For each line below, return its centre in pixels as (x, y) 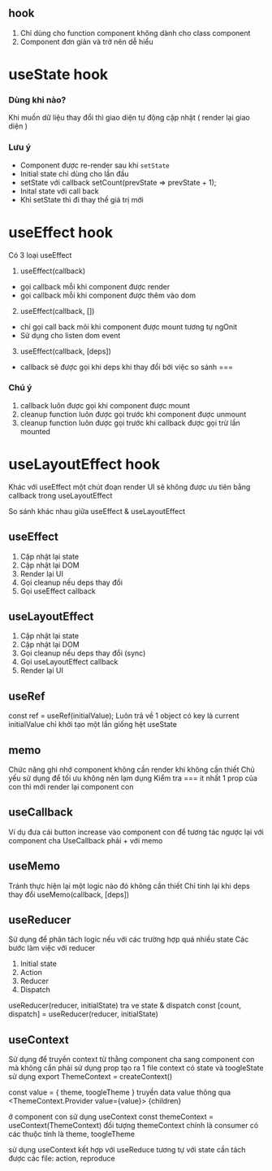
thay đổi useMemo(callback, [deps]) (69, 895)
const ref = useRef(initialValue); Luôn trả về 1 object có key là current (124, 716)
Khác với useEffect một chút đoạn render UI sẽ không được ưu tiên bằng (130, 486)
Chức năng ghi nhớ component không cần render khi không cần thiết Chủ (132, 770)
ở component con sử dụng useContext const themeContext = (111, 1117)
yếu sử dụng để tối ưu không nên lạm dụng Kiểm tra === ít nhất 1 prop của (133, 778)
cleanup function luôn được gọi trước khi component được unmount (133, 414)
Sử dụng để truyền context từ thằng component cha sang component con (132, 1060)
